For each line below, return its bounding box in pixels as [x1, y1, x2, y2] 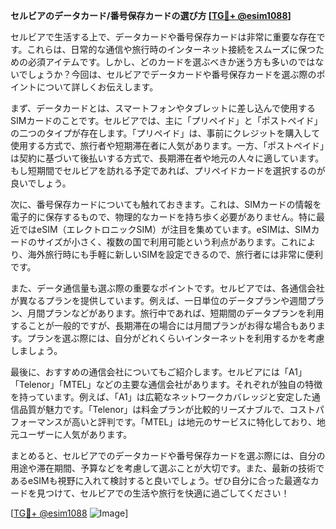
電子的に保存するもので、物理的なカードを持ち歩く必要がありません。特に [10, 211, 317, 223]
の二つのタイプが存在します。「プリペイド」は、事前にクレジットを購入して [10, 127, 321, 139]
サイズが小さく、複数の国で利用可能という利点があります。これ [36, 236, 299, 248]
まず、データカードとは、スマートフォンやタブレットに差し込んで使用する [10, 102, 316, 114]
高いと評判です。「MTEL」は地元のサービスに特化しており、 [71, 416, 317, 428]
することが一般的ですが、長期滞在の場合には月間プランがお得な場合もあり [10, 320, 317, 331]
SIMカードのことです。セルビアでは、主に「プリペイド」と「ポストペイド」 [10, 115, 323, 126]
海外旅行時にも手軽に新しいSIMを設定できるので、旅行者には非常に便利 [27, 249, 323, 260]
